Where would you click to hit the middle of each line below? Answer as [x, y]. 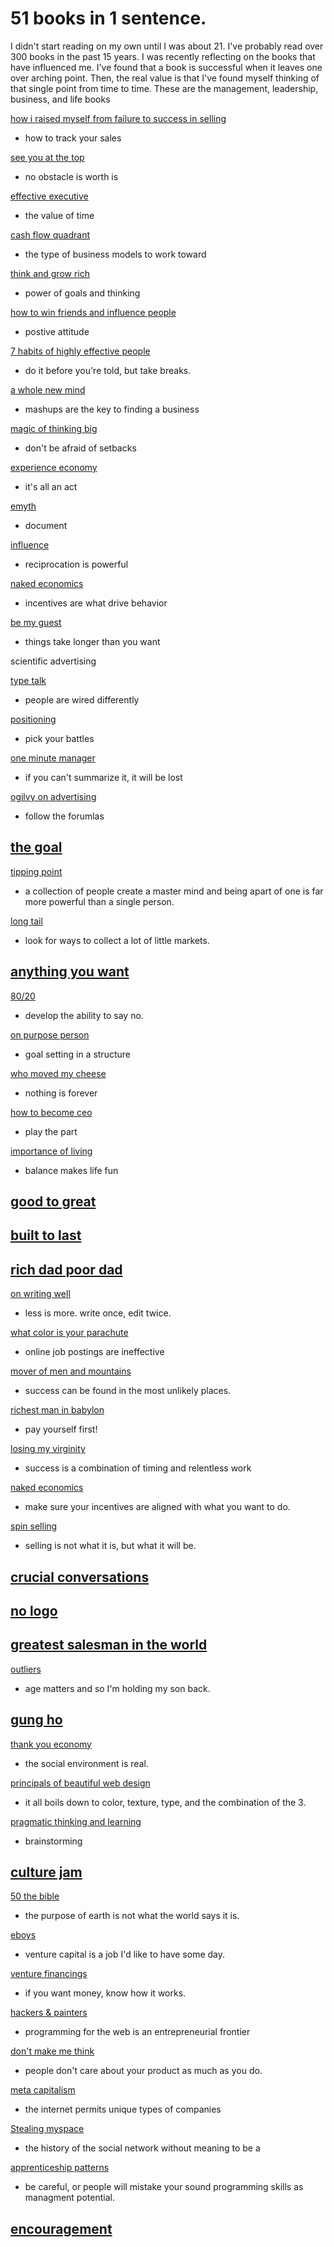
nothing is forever [61, 1093]
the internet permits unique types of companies [123, 2109]
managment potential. [69, 2198]
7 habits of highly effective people [80, 351]
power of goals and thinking [82, 293]
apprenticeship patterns [60, 2168]
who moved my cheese [58, 1073]
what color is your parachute [69, 1333]
